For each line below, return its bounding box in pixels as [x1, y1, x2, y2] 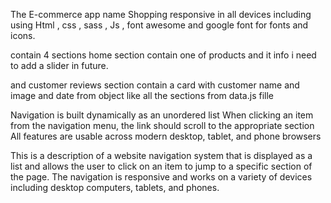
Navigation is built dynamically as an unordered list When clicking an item [10, 109, 314, 121]
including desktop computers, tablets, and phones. [10, 182, 220, 193]
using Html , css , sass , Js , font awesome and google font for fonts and [10, 19, 309, 31]
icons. [10, 30, 36, 41]
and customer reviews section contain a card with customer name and [10, 79, 300, 91]
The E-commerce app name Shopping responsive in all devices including [10, 9, 312, 20]
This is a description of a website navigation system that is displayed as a [10, 150, 313, 161]
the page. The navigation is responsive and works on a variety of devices [10, 171, 313, 183]
